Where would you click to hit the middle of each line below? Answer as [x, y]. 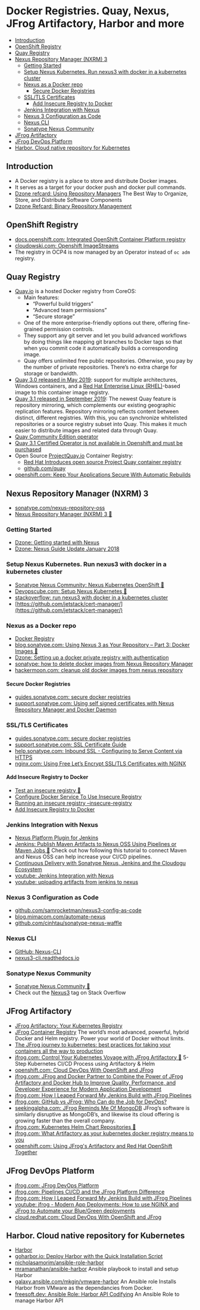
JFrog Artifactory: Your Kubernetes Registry [69, 1025]
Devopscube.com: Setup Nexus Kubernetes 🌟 [71, 591]
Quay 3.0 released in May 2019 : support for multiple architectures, [96, 380]
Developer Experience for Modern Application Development [88, 1089]
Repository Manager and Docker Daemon [66, 710]
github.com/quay [45, 468]
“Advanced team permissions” [70, 310]
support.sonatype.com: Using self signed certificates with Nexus [94, 704]
